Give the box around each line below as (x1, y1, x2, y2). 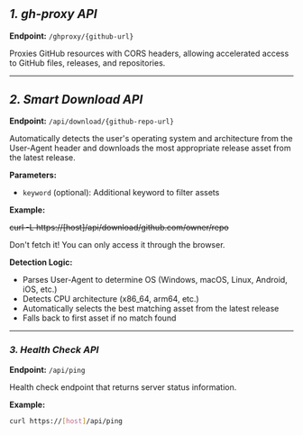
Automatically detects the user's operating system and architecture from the (9, 133, 293, 144)
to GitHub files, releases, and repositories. (9, 57, 166, 68)
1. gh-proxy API (9, 6, 97, 22)
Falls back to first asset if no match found (22, 313, 177, 323)
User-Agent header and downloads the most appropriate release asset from (9, 142, 291, 154)
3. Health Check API (9, 344, 99, 357)
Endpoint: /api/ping (9, 364, 86, 375)
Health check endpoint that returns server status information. (9, 381, 237, 393)
